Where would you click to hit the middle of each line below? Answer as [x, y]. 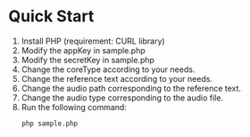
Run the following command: [74, 107]
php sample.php [50, 123]
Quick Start [51, 16]
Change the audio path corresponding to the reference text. [131, 88]
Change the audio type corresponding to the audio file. [122, 97]
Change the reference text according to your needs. [117, 78]
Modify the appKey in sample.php [83, 50]
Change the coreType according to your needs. [108, 69]
